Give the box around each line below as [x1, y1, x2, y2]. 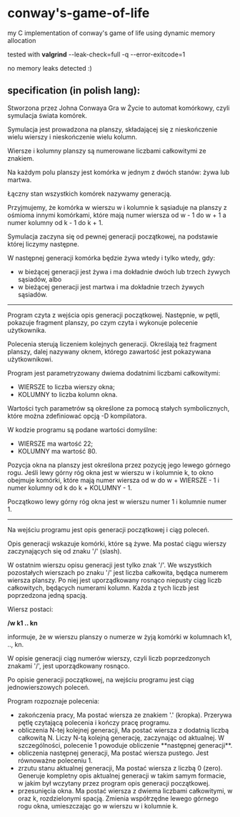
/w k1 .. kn [7, 618, 38, 627]
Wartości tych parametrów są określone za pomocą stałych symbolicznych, [7, 404, 230, 412]
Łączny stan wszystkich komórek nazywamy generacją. [7, 189, 172, 198]
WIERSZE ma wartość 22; [17, 439, 94, 448]
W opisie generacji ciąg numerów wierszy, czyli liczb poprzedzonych [7, 653, 211, 662]
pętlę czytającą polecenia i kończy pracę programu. [17, 718, 171, 726]
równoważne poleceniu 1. [17, 756, 93, 765]
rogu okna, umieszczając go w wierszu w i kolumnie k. [17, 801, 179, 810]
